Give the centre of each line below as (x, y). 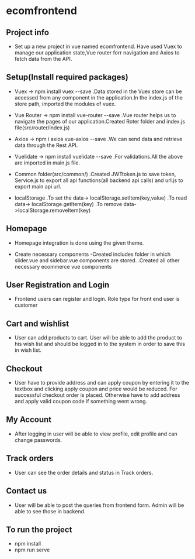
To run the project (39, 529)
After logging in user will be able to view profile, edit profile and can (96, 434)
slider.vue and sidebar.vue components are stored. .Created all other (97, 260)
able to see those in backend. (50, 511)
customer (26, 305)
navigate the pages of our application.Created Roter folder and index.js (100, 121)
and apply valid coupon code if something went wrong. (81, 402)
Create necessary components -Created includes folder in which (93, 254)
